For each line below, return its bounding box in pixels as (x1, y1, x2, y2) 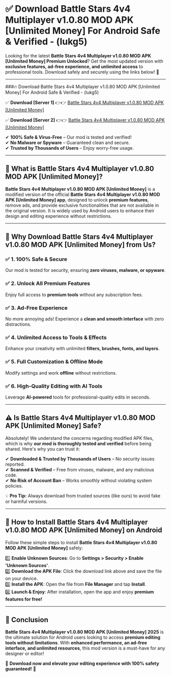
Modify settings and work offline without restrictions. (5, 370, 117, 376)
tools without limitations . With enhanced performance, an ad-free (5, 640, 148, 646)
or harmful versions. (5, 498, 48, 504)
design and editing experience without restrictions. (5, 213, 112, 219)
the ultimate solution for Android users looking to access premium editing (5, 634, 161, 640)
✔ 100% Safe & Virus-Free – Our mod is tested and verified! (5, 134, 132, 140)
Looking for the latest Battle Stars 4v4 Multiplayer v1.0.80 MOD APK (5, 52, 152, 59)
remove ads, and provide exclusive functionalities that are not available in (5, 202, 159, 208)
